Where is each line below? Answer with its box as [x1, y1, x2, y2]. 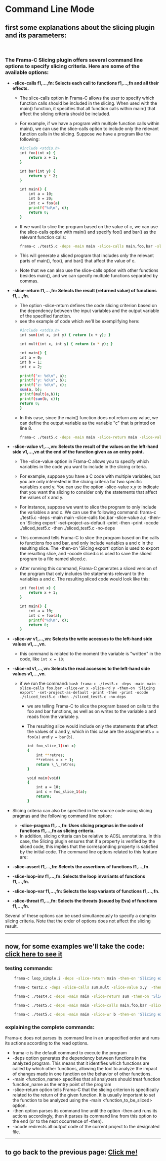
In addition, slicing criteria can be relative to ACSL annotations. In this [19, 833, 161, 839]
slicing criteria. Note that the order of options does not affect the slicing [5, 918, 151, 924]
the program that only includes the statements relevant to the [19, 571, 144, 577]
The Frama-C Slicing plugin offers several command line [5, 56, 143, 63]
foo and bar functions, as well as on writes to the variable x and [27, 709, 157, 714]
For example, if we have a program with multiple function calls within [19, 121, 160, 127]
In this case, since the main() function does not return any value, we [19, 414, 158, 420]
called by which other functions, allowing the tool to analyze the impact [12, 1066, 158, 1072]
